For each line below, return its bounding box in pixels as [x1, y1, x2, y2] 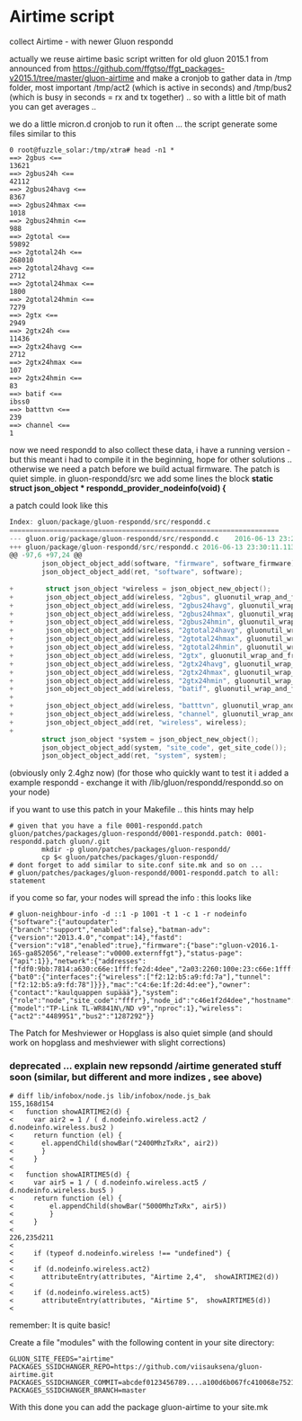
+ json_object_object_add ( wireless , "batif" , [9, 685, 211, 694]
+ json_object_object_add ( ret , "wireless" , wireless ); [9, 717, 247, 727]
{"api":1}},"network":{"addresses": [9, 957, 147, 966]
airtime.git [9, 1370, 54, 1379]
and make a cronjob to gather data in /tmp [136, 72, 292, 83]
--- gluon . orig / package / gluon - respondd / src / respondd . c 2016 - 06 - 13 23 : [9, 534, 292, 543]
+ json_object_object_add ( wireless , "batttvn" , [9, 701, 219, 711]
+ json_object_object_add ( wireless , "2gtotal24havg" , [9, 626, 244, 635]
